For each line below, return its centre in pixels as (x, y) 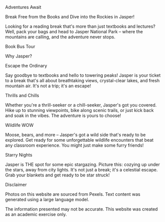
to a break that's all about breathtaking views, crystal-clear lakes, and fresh (82, 81)
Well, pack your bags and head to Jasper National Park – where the (74, 31)
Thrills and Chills (22, 95)
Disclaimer (16, 185)
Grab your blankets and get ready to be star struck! (58, 175)
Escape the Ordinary (26, 66)
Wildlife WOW (19, 125)
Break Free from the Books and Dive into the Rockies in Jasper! (70, 17)
